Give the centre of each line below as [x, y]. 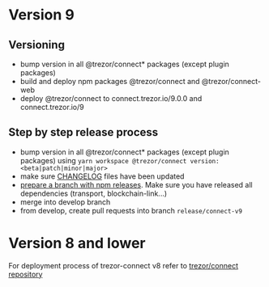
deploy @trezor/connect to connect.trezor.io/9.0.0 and [111, 98]
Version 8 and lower [77, 243]
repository [26, 274]
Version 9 [41, 15]
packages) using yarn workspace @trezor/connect [103, 160]
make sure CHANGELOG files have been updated [102, 176]
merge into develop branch [65, 202]
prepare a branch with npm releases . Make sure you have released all [136, 184]
